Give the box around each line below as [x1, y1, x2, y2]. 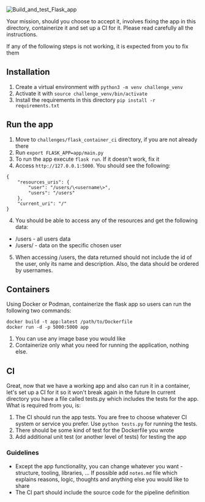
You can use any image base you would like [15, 335, 126, 342]
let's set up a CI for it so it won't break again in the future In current [6, 388, 176, 396]
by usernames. [15, 266, 53, 274]
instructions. [6, 31, 38, 38]
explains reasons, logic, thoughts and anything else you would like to [15, 476, 189, 483]
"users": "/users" [28, 190, 75, 196]
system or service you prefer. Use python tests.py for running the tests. [15, 420, 198, 428]
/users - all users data [15, 235, 71, 242]
